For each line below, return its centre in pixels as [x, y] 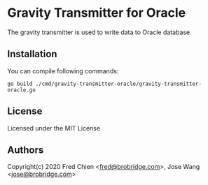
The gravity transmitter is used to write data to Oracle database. [99, 32]
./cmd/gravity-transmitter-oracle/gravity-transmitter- [118, 84]
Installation [32, 54]
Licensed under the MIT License [54, 128]
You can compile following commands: [63, 71]
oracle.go [22, 90]
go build [20, 84]
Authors [26, 150]
